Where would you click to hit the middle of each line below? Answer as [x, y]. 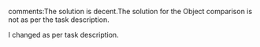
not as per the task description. [59, 20]
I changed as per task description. [64, 35]
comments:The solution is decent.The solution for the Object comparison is [130, 11]
